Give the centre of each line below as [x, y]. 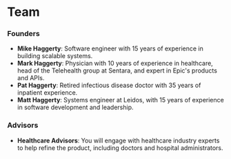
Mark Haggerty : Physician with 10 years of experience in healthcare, [115, 64]
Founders [23, 34]
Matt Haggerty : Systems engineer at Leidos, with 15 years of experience [120, 100]
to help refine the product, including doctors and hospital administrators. [120, 148]
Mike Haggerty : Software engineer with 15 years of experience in [110, 48]
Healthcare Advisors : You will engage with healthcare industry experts [118, 140]
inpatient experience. [47, 93]
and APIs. [31, 78]
